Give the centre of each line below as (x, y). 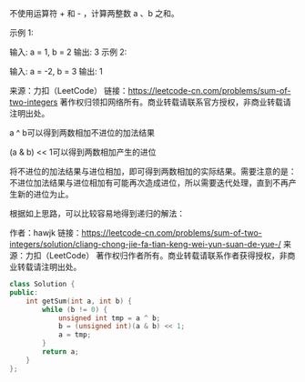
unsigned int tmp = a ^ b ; (109, 318)
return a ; (61, 352)
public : (24, 292)
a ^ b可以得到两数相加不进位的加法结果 (82, 133)
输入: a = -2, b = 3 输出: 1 (56, 71)
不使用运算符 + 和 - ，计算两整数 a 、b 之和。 (94, 13)
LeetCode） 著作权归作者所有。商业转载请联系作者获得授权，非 (168, 256)
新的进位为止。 (45, 194)
